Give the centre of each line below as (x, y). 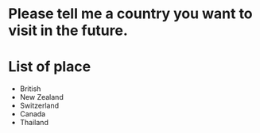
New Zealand (41, 97)
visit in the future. (68, 30)
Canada (33, 114)
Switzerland (39, 106)
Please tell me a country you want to (130, 14)
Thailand (34, 123)
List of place (50, 67)
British (30, 89)
